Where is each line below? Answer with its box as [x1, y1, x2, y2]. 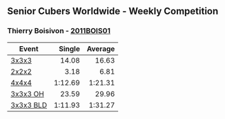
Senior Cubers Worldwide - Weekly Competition [7, 6, 219, 17]
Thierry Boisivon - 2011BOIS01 [7, 26, 110, 36]
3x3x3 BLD [10, 100, 47, 109]
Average [86, 44, 115, 54]
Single [58, 44, 81, 54]
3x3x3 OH [10, 89, 45, 98]
